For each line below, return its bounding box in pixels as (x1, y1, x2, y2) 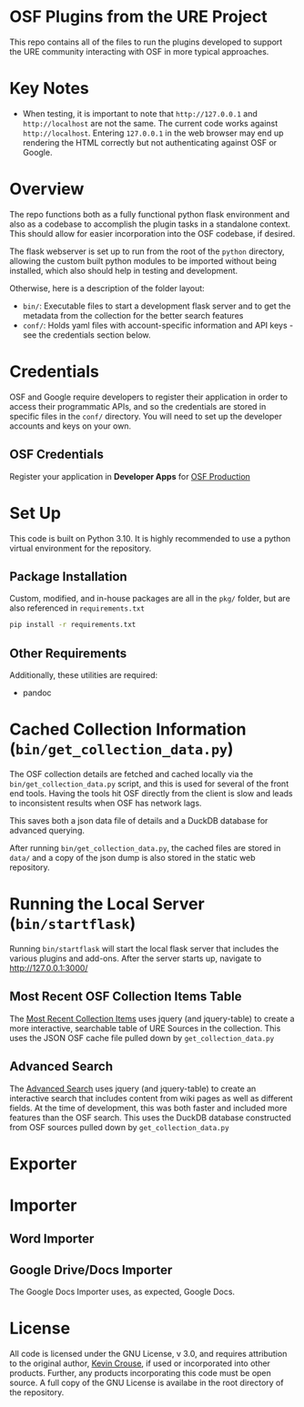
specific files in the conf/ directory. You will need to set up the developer (9, 410, 282, 421)
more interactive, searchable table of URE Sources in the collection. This (9, 1022, 281, 1034)
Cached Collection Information (9, 719, 247, 740)
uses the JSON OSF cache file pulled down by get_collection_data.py (9, 1032, 275, 1043)
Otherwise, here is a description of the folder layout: (9, 282, 205, 293)
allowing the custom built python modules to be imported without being (9, 255, 278, 266)
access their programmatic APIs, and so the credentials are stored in (9, 400, 267, 411)
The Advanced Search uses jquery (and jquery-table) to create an (9, 1083, 257, 1094)
